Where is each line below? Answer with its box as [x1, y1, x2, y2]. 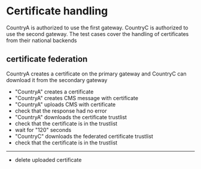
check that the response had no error [14, 107, 107, 114]
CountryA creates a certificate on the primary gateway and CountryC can [6, 70, 187, 77]
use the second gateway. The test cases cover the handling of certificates [6, 30, 189, 37]
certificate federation [6, 54, 88, 64]
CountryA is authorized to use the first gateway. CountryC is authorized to [6, 24, 188, 31]
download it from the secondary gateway [6, 76, 108, 83]
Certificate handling [6, 4, 108, 18]
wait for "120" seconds [14, 126, 72, 133]
